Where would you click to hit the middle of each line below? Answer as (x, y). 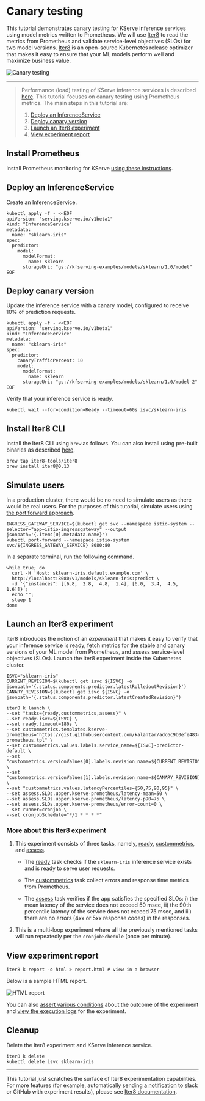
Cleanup (23, 1030)
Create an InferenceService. (42, 202)
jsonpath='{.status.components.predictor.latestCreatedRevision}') (94, 697)
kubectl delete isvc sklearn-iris (50, 1061)
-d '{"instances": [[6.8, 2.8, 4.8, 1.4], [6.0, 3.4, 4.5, (95, 584)
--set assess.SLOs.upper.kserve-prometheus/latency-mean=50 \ (87, 793)
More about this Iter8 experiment (56, 830)
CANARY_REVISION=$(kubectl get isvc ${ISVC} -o (68, 692)
